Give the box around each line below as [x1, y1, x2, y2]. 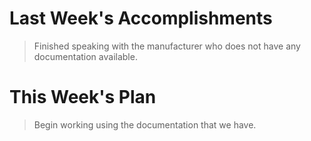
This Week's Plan [9, 86, 157, 109]
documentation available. [33, 50, 138, 62]
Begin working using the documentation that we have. [33, 118, 257, 131]
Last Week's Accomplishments [9, 7, 273, 30]
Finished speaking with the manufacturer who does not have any [33, 40, 301, 52]
